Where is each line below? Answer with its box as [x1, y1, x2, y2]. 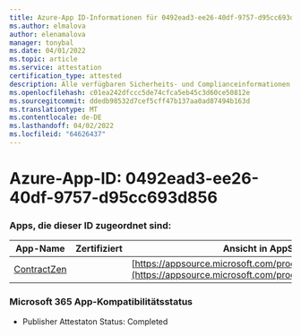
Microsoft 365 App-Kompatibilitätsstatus [9, 296, 193, 308]
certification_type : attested [9, 72, 123, 81]
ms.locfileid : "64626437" [9, 130, 106, 139]
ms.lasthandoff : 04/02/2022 [9, 122, 115, 131]
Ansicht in [222, 243, 268, 255]
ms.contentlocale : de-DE [9, 113, 102, 122]
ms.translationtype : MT [9, 105, 99, 114]
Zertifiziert [75, 243, 123, 255]
